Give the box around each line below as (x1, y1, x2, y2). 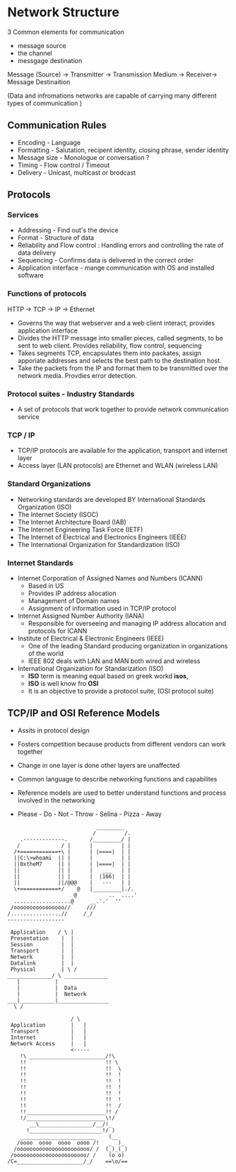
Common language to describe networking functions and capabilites (17, 774, 218, 783)
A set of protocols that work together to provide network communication (17, 405, 229, 414)
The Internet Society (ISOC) (17, 510, 99, 519)
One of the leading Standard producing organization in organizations (28, 641, 228, 650)
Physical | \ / (10, 965, 78, 973)
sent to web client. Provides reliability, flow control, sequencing (17, 341, 202, 350)
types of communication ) (7, 98, 83, 107)
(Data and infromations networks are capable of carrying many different (7, 91, 217, 100)
